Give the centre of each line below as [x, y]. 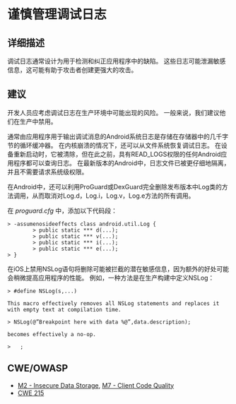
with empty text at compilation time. [64, 309]
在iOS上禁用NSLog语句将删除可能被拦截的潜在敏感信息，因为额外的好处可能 [118, 268]
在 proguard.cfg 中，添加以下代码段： [63, 210]
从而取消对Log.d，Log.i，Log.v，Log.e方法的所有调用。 [113, 196]
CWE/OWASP [38, 368]
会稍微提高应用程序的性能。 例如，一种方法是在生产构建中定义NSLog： [111, 278]
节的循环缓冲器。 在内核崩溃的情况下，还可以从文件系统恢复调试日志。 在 [114, 145]
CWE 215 [31, 393]
